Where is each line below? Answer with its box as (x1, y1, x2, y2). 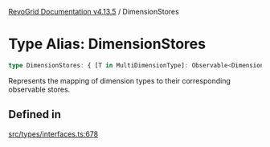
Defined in (8, 108, 62, 121)
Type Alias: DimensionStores (8, 35, 207, 53)
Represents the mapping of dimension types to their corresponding (8, 76, 231, 85)
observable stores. (8, 84, 71, 94)
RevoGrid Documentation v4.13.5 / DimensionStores (8, 7, 179, 16)
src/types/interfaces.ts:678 (8, 129, 99, 139)
